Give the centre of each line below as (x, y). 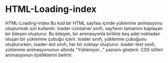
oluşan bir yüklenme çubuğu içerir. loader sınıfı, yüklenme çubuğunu (76, 39)
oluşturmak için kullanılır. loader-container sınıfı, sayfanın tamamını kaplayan (84, 28)
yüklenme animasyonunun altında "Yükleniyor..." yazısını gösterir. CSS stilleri (84, 49)
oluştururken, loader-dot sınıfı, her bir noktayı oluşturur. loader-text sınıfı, (80, 44)
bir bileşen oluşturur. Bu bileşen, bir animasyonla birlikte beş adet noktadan (83, 33)
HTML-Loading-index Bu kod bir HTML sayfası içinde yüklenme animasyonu (84, 23)
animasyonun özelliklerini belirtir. (39, 55)
